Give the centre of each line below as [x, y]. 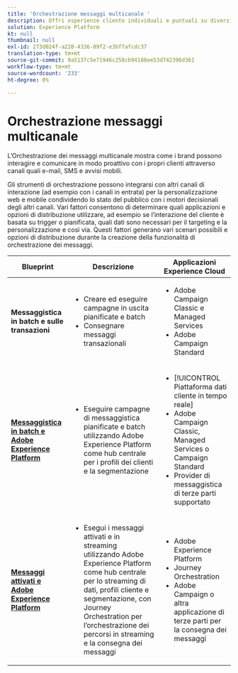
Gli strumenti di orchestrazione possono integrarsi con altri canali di [106, 184]
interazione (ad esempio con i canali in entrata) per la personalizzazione [113, 192]
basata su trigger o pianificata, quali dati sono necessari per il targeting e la [117, 222]
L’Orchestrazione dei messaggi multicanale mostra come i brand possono [114, 156]
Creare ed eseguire [116, 299]
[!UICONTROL [197, 378]
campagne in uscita [117, 308]
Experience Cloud [194, 272]
